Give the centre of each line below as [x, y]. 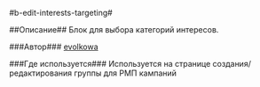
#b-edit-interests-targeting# [61, 13]
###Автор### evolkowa [54, 47]
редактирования [41, 73]
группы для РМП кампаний [126, 73]
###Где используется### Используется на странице [110, 64]
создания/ [232, 64]
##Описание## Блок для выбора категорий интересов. [114, 29]
